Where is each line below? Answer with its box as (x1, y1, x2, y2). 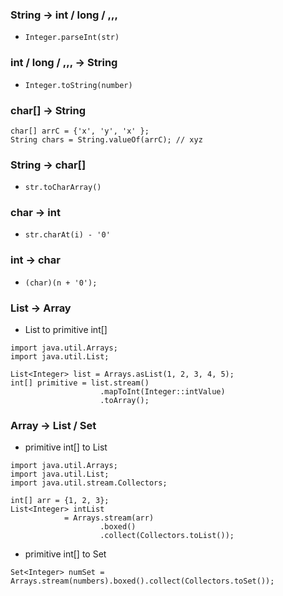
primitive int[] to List (24, 441, 108, 453)
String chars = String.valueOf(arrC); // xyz (10, 134, 203, 145)
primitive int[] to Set (24, 548, 107, 560)
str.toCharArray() (24, 183, 102, 193)
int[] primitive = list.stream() (10, 378, 150, 388)
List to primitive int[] (24, 324, 108, 336)
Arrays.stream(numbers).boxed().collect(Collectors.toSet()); (10, 576, 275, 587)
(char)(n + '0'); (24, 278, 98, 288)
